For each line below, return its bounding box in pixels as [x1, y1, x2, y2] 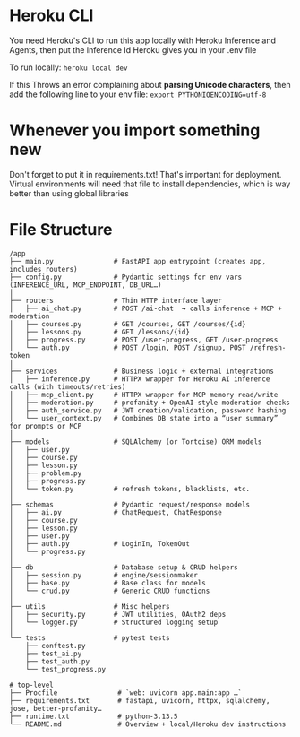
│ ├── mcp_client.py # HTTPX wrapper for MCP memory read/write [9, 390, 279, 399]
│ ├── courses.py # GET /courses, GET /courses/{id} [9, 319, 246, 328]
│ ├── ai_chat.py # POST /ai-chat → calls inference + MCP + [9, 304, 282, 313]
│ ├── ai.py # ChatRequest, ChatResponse [9, 507, 222, 516]
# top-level [9, 681, 54, 689]
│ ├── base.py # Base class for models [9, 578, 206, 587]
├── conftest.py [25, 641, 87, 650]
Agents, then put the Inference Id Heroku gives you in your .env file [9, 44, 257, 55]
